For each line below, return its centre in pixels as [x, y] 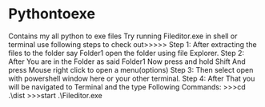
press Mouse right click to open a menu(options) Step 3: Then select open [131, 69]
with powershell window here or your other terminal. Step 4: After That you [132, 78]
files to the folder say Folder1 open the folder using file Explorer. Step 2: [126, 53]
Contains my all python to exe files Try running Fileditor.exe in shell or [123, 36]
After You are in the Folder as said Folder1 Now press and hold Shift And [127, 61]
